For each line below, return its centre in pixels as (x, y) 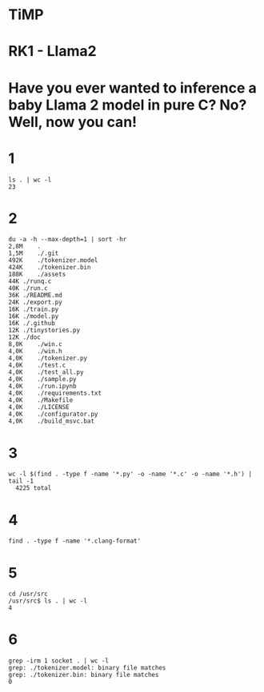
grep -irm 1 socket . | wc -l (59, 661)
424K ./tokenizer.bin (50, 268)
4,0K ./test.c (37, 365)
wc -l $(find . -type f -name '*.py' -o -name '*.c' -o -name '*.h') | (130, 474)
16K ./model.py (34, 316)
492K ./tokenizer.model (53, 260)
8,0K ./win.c (35, 344)
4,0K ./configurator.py (53, 414)
